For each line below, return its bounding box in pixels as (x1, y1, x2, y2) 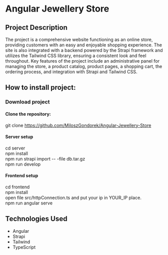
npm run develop (5, 161, 41, 167)
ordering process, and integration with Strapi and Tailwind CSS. (5, 69, 138, 75)
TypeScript (12, 244, 36, 250)
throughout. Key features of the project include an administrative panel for (5, 58, 160, 64)
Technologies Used (5, 215, 67, 223)
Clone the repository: (5, 111, 51, 117)
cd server (5, 145, 25, 151)
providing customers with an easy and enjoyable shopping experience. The (5, 42, 162, 48)
